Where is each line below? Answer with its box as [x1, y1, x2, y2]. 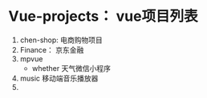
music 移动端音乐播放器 [19, 73, 99, 83]
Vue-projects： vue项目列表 [8, 7, 198, 25]
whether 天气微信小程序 [31, 63, 111, 73]
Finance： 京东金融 [19, 45, 84, 54]
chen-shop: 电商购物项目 [19, 35, 103, 45]
